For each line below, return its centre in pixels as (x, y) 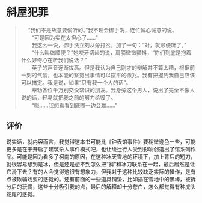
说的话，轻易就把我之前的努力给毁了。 (68, 97)
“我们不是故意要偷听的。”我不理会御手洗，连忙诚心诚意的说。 (103, 30)
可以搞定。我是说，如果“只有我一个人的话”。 (76, 82)
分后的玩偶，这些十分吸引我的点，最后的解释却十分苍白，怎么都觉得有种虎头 (101, 186)
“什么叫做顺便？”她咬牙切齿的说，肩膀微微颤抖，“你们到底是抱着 (112, 52)
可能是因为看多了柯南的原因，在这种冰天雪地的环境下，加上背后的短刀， (106, 156)
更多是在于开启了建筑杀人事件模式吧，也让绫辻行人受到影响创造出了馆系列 (98, 149)
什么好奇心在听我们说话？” (54, 60)
